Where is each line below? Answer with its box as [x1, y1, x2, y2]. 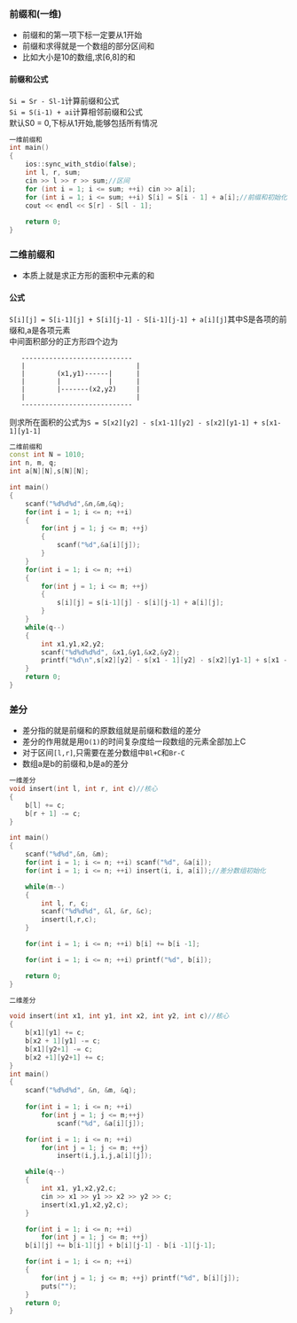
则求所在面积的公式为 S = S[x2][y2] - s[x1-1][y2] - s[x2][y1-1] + [9, 417, 258, 427]
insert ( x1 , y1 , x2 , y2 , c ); [41, 1200, 129, 1209]
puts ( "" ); [41, 1281, 77, 1291]
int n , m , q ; [9, 458, 58, 467]
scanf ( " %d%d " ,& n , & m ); [25, 849, 109, 859]
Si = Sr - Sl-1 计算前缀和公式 [9, 95, 120, 106]
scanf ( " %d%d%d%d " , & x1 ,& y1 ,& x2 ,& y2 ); [41, 647, 181, 657]
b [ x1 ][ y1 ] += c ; [25, 1029, 86, 1037]
